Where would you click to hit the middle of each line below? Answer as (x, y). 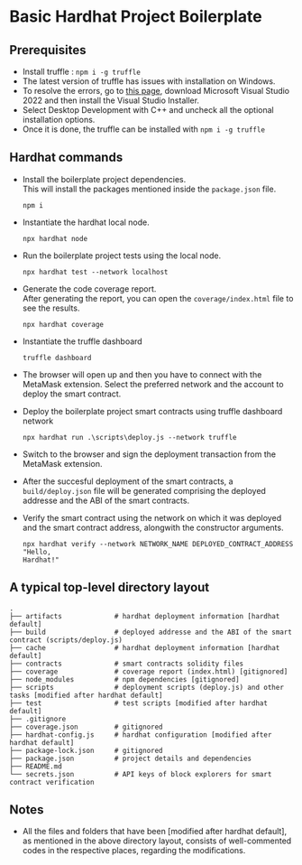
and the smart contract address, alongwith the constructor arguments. (153, 527)
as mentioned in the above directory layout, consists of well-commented (157, 841)
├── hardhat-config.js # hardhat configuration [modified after (141, 735)
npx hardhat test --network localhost (95, 272)
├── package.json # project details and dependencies (131, 758)
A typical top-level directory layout (110, 587)
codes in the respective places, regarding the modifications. (134, 851)
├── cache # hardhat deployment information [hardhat (145, 647)
